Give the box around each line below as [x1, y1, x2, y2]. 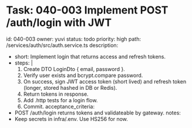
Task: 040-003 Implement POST [6, 4, 169, 17]
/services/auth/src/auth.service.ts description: [6, 42, 119, 49]
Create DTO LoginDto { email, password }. [23, 65, 125, 72]
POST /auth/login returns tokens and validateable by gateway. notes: [14, 109, 181, 116]
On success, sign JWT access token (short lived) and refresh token [23, 78, 187, 85]
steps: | [14, 59, 33, 66]
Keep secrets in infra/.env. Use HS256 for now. [14, 115, 128, 122]
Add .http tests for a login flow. [23, 96, 98, 103]
